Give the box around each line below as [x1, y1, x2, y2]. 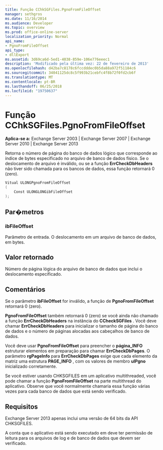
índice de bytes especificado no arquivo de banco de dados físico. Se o [5, 156, 149, 161]
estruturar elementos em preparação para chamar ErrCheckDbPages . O [5, 348, 150, 354]
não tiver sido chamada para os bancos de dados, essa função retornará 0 [5, 166, 155, 172]
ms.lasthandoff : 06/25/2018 [5, 84, 62, 89]
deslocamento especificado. [5, 271, 62, 277]
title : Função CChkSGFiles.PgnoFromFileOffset [5, 7, 101, 12]
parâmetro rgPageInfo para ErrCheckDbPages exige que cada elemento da [5, 353, 157, 359]
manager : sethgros [5, 12, 42, 17]
